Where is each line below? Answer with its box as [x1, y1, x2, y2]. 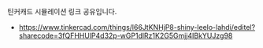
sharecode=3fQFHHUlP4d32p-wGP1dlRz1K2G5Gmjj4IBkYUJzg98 [18, 31, 233, 40]
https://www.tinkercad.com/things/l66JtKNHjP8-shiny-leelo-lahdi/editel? [18, 23, 256, 31]
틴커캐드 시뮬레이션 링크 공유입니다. [7, 7, 117, 16]
